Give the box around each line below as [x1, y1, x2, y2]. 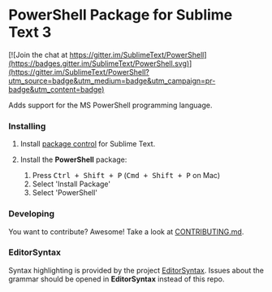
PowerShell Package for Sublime [8, 6, 233, 24]
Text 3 [8, 23, 52, 41]
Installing [8, 120, 46, 132]
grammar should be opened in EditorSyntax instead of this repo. [8, 274, 225, 284]
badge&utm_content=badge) [8, 84, 105, 94]
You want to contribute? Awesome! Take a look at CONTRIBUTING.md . [8, 226, 244, 237]
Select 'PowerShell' [32, 188, 98, 198]
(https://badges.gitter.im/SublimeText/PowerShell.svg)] [8, 59, 192, 68]
